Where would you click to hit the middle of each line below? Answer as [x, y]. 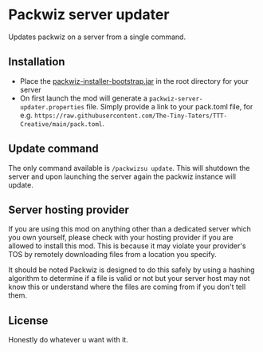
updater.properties [52, 107]
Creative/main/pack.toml [61, 124]
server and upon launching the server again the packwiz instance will [122, 176]
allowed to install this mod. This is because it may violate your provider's [127, 246]
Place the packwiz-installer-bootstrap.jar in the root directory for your [134, 81]
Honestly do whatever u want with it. [69, 340]
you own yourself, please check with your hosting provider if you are [121, 238]
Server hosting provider [69, 210]
